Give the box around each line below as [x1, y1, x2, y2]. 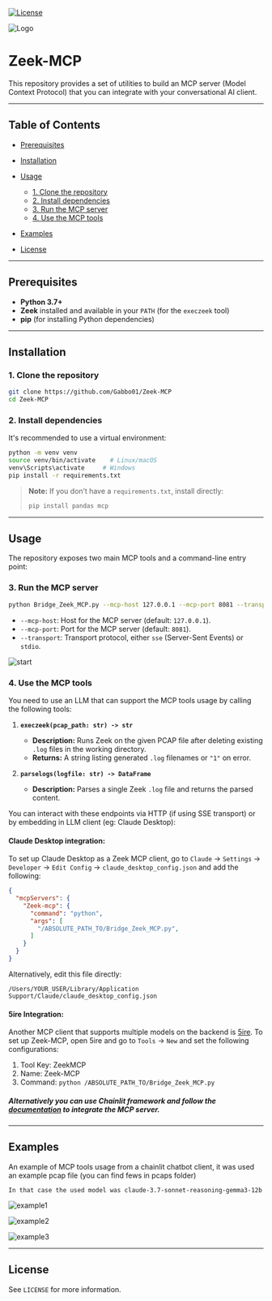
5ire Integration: [8, 1009, 64, 1019]
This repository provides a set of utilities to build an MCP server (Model [8, 78, 247, 88]
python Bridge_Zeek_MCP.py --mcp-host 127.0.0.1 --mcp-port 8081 [8, 600, 233, 608]
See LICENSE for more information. [8, 1284, 121, 1294]
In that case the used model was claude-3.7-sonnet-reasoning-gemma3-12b [8, 1186, 263, 1194]
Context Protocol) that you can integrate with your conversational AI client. [8, 87, 257, 97]
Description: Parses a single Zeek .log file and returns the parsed [32, 784, 253, 794]
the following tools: [8, 704, 72, 714]
